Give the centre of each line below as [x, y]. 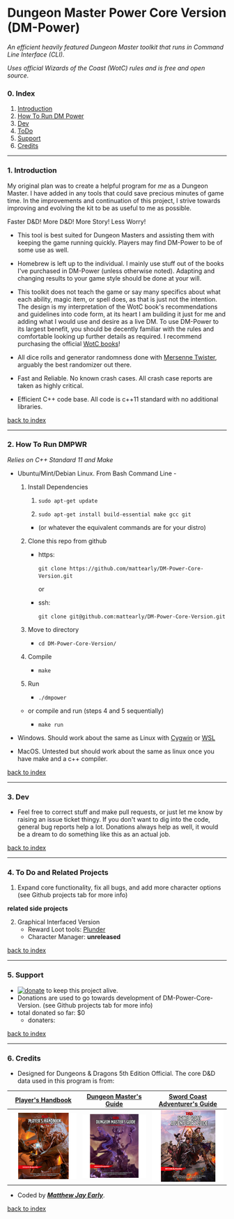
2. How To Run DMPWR [47, 445]
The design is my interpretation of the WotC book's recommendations [117, 306]
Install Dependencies [58, 487]
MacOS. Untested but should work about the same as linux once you [116, 751]
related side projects [38, 908]
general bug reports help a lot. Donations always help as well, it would [118, 827]
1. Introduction [32, 170]
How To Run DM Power [50, 116]
